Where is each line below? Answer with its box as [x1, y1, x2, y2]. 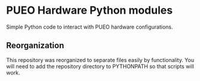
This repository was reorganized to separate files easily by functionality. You [6, 56, 195, 63]
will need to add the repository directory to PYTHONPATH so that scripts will [6, 63, 194, 70]
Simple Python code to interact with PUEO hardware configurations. [6, 23, 173, 30]
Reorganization [6, 40, 64, 51]
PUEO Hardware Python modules [6, 4, 173, 17]
